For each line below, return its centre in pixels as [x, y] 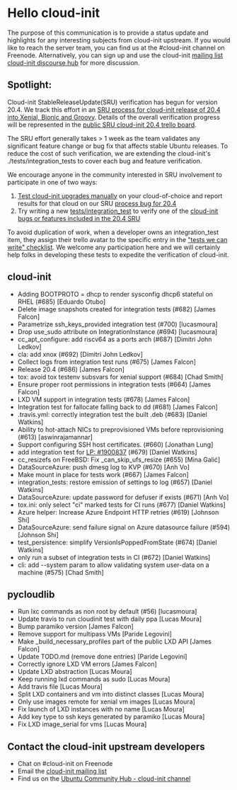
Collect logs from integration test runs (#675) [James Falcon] [107, 362]
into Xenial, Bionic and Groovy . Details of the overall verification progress [114, 117]
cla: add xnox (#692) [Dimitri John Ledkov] [80, 354]
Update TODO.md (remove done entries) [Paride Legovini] [102, 657]
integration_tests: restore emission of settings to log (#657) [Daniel [115, 482]
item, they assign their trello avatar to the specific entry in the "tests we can [117, 239]
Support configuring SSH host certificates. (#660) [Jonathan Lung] [115, 445]
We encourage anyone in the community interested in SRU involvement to [115, 174]
